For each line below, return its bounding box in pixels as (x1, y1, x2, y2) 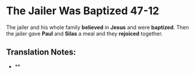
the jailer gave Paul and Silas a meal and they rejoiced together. (6, 30, 163, 37)
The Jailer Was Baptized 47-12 (6, 4, 159, 18)
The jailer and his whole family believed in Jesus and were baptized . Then (6, 24, 190, 31)
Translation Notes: (6, 47, 76, 57)
